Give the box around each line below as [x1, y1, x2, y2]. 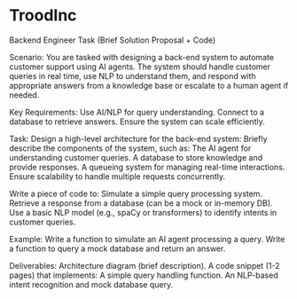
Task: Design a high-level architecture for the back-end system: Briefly [9, 133, 268, 144]
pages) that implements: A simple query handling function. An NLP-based [9, 270, 278, 280]
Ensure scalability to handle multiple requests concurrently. [9, 170, 226, 182]
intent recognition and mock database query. [9, 279, 174, 289]
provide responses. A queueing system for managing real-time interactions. [9, 161, 285, 172]
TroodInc [9, 5, 77, 26]
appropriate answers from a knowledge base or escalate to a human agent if [9, 80, 289, 90]
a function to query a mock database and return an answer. [9, 243, 226, 254]
